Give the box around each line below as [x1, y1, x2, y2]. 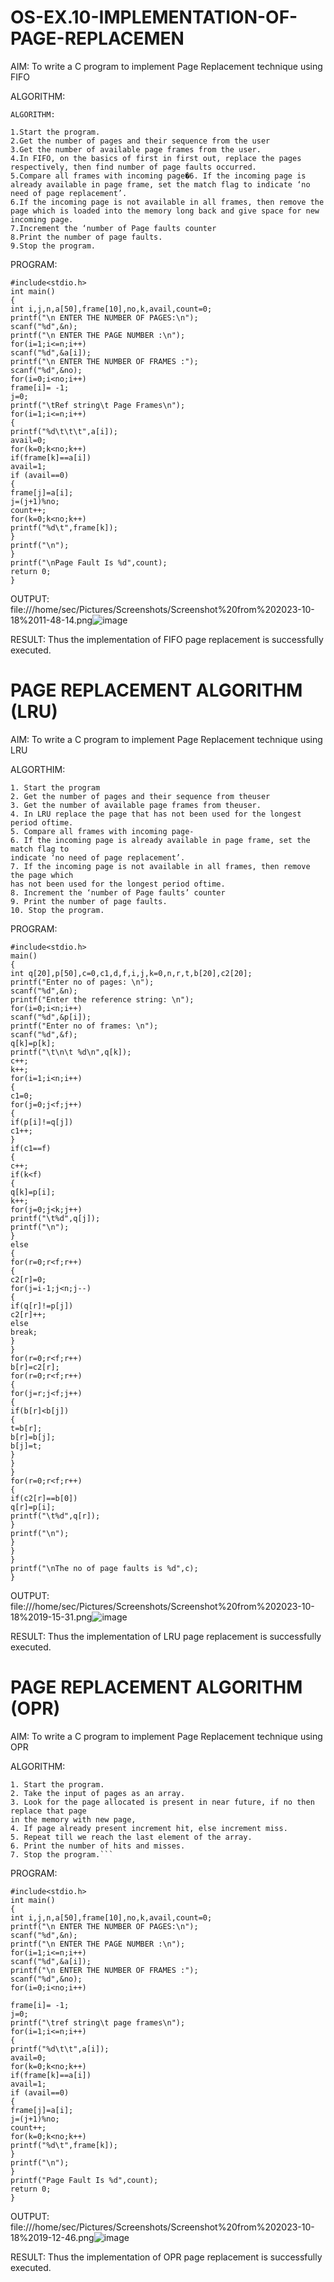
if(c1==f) [10, 1143, 52, 1153]
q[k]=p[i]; [10, 1187, 56, 1197]
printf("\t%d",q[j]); [10, 1213, 101, 1223]
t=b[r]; [10, 1423, 43, 1433]
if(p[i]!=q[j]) [10, 1117, 74, 1127]
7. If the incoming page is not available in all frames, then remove [10, 861, 311, 871]
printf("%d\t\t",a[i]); [10, 2044, 110, 2054]
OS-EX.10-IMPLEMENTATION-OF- [10, 6, 298, 29]
